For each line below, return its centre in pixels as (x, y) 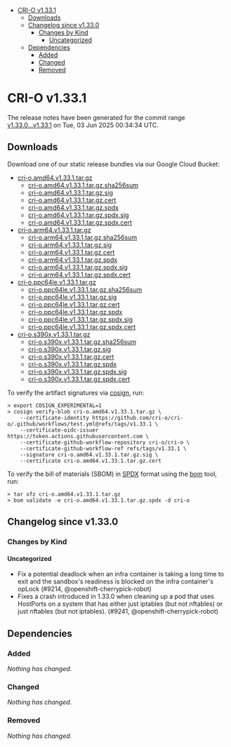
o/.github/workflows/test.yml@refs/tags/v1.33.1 (80, 424)
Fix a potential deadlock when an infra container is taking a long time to (121, 574)
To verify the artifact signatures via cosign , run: (76, 392)
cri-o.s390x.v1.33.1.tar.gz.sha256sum (82, 342)
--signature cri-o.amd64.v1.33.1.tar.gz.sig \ (89, 455)
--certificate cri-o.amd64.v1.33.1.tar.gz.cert (91, 461)
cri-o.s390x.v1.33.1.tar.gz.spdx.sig (78, 371)
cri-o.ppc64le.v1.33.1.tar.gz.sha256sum (85, 289)
